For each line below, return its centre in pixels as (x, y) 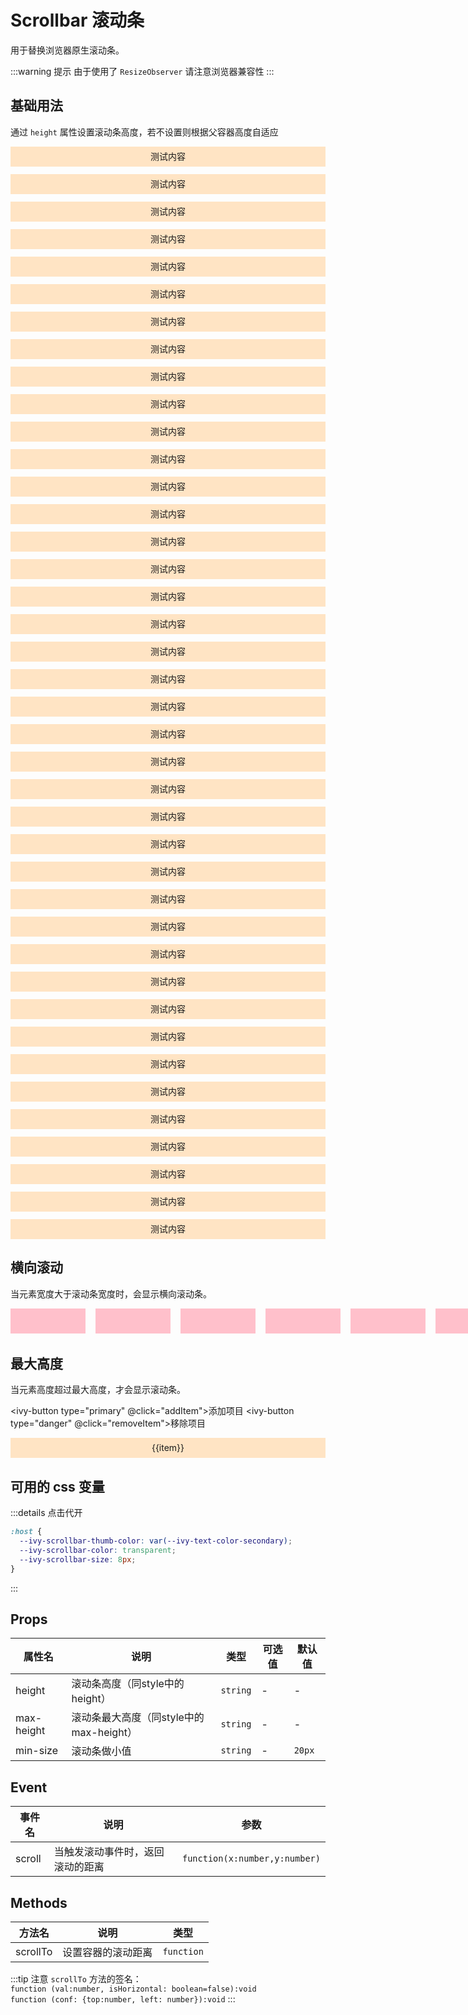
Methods (39, 1902)
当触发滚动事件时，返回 (109, 1852)
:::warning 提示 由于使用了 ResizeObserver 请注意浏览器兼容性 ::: (142, 71)
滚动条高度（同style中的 (128, 1684)
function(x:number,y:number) (251, 1859)
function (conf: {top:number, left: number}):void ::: (123, 1999)
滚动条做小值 (101, 1751)
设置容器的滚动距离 (107, 1952)
